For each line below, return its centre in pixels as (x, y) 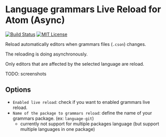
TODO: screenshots (26, 74)
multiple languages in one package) (58, 129)
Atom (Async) (35, 20)
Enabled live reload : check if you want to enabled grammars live (81, 102)
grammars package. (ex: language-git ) (53, 118)
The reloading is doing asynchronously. (46, 54)
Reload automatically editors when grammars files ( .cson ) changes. (76, 44)
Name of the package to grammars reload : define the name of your (82, 113)
